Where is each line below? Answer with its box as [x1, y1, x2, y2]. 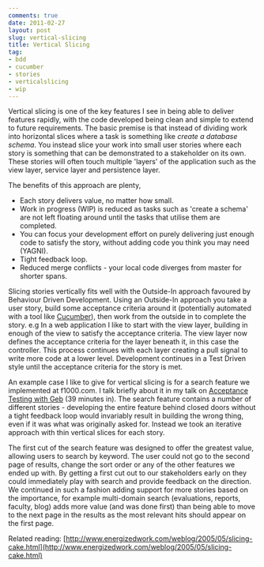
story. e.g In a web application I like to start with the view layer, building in [8, 321, 248, 330]
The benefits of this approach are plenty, [8, 181, 141, 190]
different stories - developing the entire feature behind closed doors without [8, 403, 256, 412]
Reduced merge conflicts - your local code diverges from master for [19, 263, 243, 272]
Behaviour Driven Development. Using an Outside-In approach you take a [8, 295, 247, 305]
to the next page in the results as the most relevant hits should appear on [8, 510, 247, 520]
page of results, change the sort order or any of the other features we [8, 460, 236, 470]
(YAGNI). [19, 246, 49, 256]
